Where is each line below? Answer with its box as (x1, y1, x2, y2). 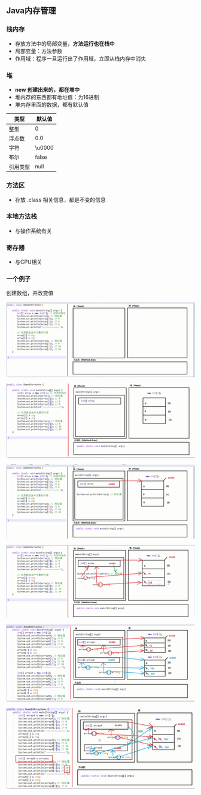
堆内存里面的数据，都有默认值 (14, 101, 89, 108)
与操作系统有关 (14, 227, 52, 234)
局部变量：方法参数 (14, 47, 63, 55)
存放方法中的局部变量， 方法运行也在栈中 (14, 40, 115, 47)
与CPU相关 (14, 258, 42, 265)
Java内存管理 (6, 5, 56, 16)
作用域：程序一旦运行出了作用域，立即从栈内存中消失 (14, 55, 147, 62)
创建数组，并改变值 (6, 289, 54, 297)
